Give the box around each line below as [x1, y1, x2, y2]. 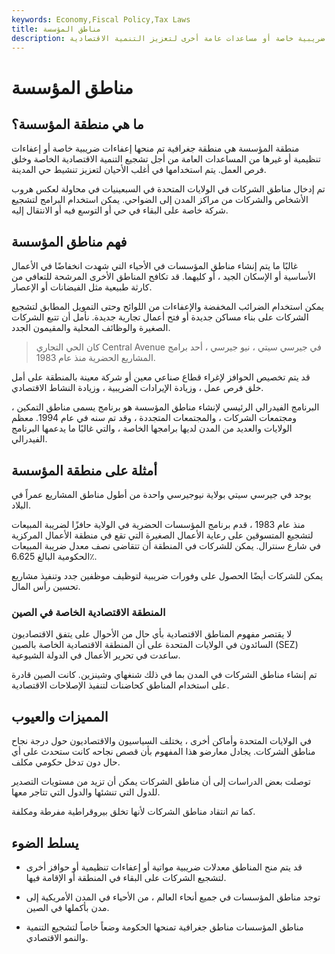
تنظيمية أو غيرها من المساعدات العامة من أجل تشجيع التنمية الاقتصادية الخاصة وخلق [11, 153, 321, 165]
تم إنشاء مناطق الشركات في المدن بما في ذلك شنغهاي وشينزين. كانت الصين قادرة [11, 669, 318, 681]
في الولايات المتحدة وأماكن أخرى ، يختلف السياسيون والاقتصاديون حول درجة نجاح [11, 735, 313, 747]
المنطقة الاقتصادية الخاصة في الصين [11, 605, 166, 619]
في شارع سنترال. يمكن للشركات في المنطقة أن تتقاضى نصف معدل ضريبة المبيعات [11, 540, 321, 551]
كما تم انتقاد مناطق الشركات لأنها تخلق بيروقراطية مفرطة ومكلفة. [11, 806, 256, 818]
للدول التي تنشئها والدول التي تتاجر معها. [11, 786, 161, 798]
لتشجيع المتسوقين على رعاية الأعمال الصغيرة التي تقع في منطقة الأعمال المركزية [11, 529, 314, 541]
